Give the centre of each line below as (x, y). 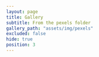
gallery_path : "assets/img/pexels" (50, 28)
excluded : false (26, 34)
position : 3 (21, 45)
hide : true (19, 39)
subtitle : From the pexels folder (49, 23)
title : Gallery (25, 17)
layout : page (22, 12)
